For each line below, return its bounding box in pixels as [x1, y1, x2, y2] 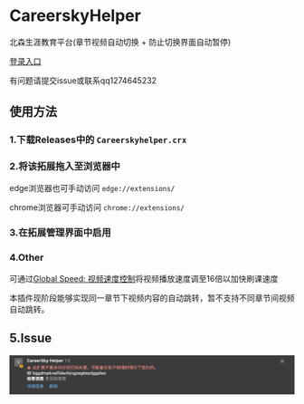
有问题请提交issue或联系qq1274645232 [9, 74, 157, 86]
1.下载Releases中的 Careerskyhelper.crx [9, 133, 187, 146]
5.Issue [9, 331, 52, 346]
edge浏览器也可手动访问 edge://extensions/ [9, 182, 176, 193]
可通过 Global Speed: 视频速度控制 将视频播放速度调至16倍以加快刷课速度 [9, 273, 279, 284]
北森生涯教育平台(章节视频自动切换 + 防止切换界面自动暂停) [9, 36, 232, 47]
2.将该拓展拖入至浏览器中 [9, 160, 120, 173]
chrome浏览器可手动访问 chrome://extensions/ [9, 201, 185, 213]
